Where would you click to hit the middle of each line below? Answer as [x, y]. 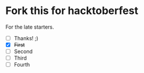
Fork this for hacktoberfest [72, 11]
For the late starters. [30, 27]
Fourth [22, 65]
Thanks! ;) [26, 38]
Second [23, 51]
